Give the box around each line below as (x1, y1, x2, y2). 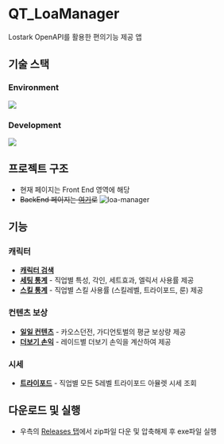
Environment (8, 82, 60, 93)
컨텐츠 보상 (8, 307, 48, 318)
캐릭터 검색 (19, 266, 54, 275)
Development (8, 119, 62, 130)
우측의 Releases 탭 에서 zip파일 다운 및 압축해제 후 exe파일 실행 (19, 426, 217, 436)
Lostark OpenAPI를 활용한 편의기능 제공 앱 (8, 32, 142, 41)
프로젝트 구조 (8, 162, 69, 176)
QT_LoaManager (8, 5, 120, 23)
